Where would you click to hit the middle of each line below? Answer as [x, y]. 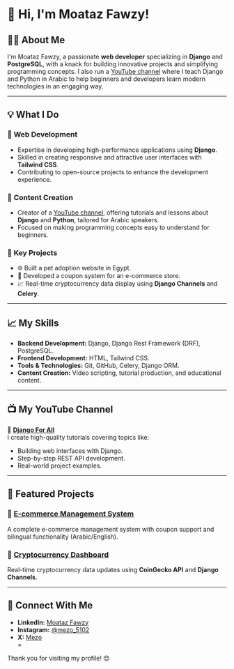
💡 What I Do [33, 115]
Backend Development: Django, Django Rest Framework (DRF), [109, 344]
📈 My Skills [33, 323]
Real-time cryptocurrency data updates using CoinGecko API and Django [113, 569]
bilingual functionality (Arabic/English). [63, 537]
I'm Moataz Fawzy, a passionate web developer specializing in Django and [115, 56]
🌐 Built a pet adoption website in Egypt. [74, 268]
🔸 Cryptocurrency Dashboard [58, 555]
